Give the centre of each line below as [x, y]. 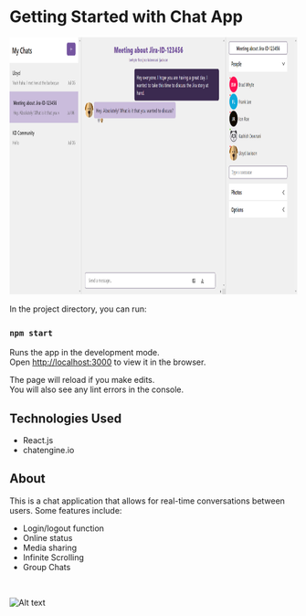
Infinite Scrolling [53, 557]
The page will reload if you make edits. [82, 380]
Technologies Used [65, 418]
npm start [31, 333]
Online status [47, 537]
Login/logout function [63, 528]
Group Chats [47, 567]
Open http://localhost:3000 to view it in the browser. [108, 362]
